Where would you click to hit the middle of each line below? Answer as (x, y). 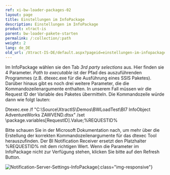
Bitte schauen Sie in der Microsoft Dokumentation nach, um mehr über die (82, 130)
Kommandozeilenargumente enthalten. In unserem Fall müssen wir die (78, 89)
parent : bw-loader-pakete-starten (42, 34)
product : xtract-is (26, 29)
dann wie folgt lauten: (28, 99)
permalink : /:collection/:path (38, 39)
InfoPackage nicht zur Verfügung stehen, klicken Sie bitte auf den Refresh (82, 152)
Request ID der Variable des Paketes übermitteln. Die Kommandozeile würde (85, 94)
